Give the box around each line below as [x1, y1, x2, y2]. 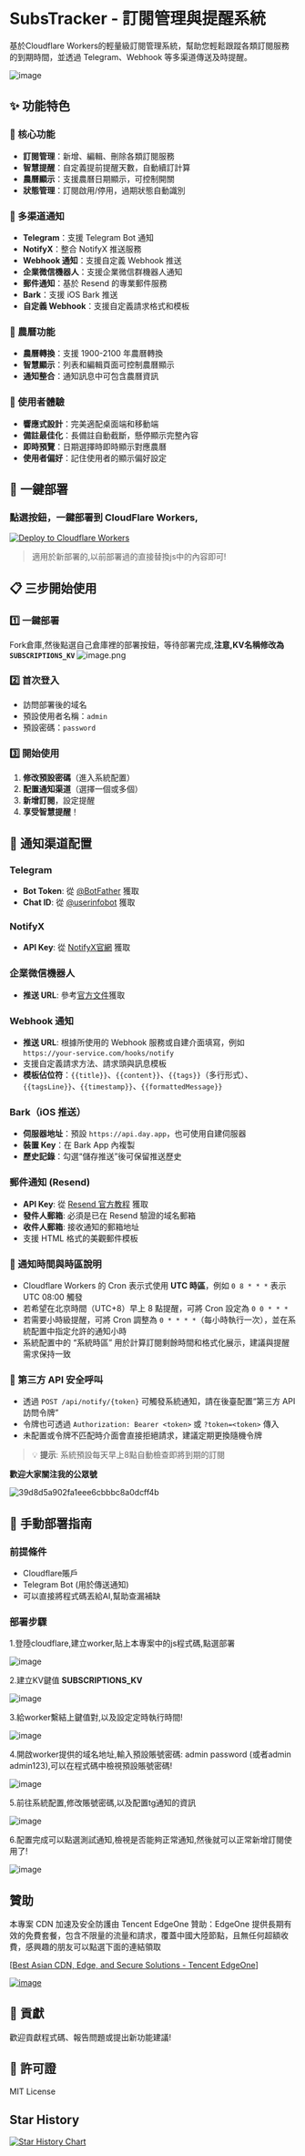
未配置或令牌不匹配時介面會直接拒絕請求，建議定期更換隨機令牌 [22, 1430, 262, 1441]
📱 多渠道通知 [9, 210, 66, 222]
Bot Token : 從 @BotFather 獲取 [22, 886, 139, 897]
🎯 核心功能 [9, 128, 56, 141]
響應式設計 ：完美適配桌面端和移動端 [22, 418, 159, 429]
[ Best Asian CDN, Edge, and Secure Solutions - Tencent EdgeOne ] [9, 1960, 259, 1971]
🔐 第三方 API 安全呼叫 [9, 1373, 104, 1386]
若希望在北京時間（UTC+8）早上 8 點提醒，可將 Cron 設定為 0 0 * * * [22, 1302, 289, 1313]
